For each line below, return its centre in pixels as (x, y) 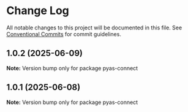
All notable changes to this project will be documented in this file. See (94, 28)
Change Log (38, 11)
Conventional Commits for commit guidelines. (64, 34)
